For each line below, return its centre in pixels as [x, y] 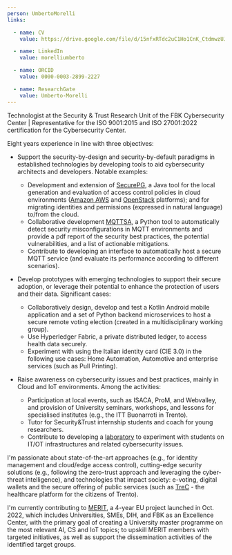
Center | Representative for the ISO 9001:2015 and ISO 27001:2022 [103, 122]
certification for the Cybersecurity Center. [67, 130]
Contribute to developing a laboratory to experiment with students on [126, 437]
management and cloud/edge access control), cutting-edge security [105, 464]
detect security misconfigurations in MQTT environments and [115, 229]
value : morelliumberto [52, 58]
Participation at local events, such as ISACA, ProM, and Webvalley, [122, 400]
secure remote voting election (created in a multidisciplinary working [125, 321]
